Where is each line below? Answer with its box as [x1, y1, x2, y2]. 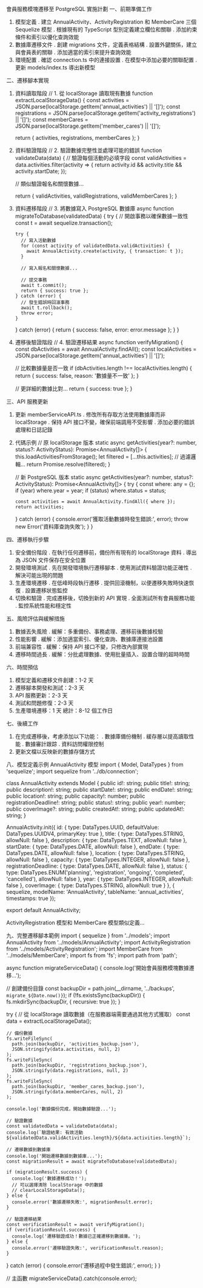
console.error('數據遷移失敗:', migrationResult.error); [12, 1199, 153, 1205]
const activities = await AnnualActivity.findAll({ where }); [15, 499, 176, 505]
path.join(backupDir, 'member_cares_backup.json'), [12, 1084, 145, 1090]
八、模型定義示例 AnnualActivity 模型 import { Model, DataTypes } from [6, 761, 184, 768]
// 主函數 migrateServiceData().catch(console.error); [6, 1275, 138, 1282]
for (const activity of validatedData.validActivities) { [21, 243, 170, 249]
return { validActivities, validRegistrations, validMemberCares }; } [15, 192, 178, 199]
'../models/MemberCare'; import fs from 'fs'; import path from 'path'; [6, 952, 178, 959]
